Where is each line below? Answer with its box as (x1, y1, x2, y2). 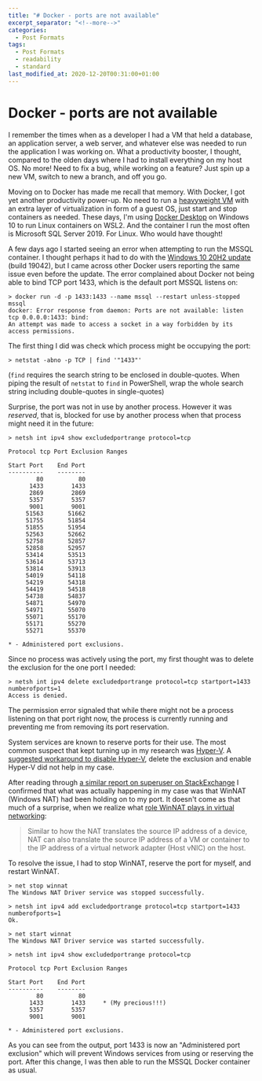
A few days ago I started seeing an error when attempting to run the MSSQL (8, 244, 253, 253)
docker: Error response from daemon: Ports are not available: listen (8, 306, 244, 315)
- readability (15, 56, 61, 64)
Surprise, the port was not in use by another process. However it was (8, 402, 232, 411)
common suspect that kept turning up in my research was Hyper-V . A (8, 745, 231, 755)
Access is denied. (8, 692, 68, 699)
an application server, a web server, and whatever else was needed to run (8, 138, 247, 148)
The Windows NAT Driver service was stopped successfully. (8, 888, 206, 897)
